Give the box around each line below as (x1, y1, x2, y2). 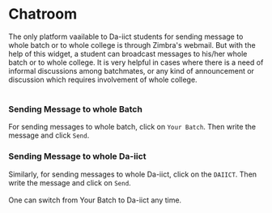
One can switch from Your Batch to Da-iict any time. (8, 195, 182, 205)
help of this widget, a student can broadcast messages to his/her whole (8, 49, 248, 58)
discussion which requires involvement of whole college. (8, 75, 198, 84)
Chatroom (8, 5, 78, 23)
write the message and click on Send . (8, 177, 131, 187)
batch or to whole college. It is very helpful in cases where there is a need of (8, 58, 264, 67)
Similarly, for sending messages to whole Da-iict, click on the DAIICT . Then (8, 169, 257, 179)
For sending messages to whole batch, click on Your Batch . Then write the (8, 122, 257, 132)
